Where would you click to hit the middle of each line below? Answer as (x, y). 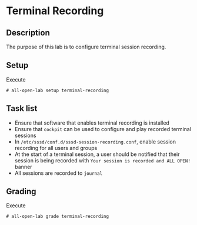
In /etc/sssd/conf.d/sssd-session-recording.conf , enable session (95, 141)
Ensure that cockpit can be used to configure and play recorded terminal (103, 129)
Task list (22, 108)
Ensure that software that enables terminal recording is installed (92, 123)
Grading (21, 192)
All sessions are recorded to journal (59, 173)
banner (23, 167)
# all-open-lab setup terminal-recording (58, 90)
